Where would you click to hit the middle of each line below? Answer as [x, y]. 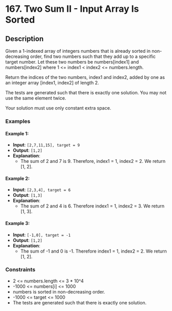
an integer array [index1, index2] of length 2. [52, 83]
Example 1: [17, 133]
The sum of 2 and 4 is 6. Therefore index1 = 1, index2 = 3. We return [92, 206]
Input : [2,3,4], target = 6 [42, 190]
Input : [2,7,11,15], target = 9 [46, 145]
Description [24, 39]
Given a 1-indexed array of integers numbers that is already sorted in [78, 51]
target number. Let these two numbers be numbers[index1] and [72, 62]
